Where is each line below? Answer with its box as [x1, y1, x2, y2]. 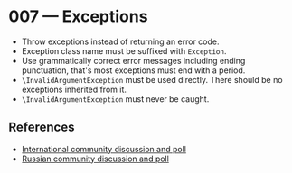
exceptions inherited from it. [21, 84, 127, 95]
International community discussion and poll [21, 143, 187, 154]
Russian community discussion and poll [21, 153, 169, 164]
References [8, 120, 75, 135]
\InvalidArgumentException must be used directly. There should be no [21, 74, 283, 85]
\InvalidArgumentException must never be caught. [21, 93, 210, 105]
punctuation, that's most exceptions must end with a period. [21, 65, 246, 76]
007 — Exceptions [8, 6, 148, 27]
